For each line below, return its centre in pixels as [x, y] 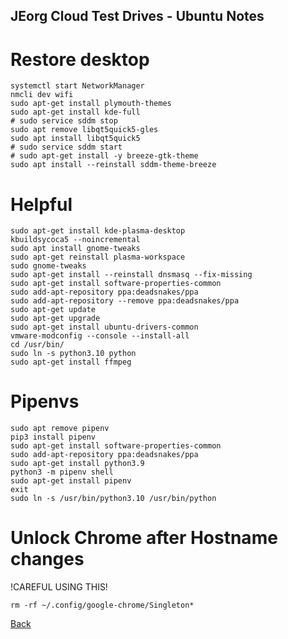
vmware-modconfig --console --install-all [100, 336]
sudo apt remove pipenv [60, 429]
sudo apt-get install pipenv [71, 481]
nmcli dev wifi [42, 95]
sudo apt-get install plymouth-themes [91, 104]
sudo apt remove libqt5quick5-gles [84, 130]
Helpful [41, 204]
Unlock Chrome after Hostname [144, 538]
